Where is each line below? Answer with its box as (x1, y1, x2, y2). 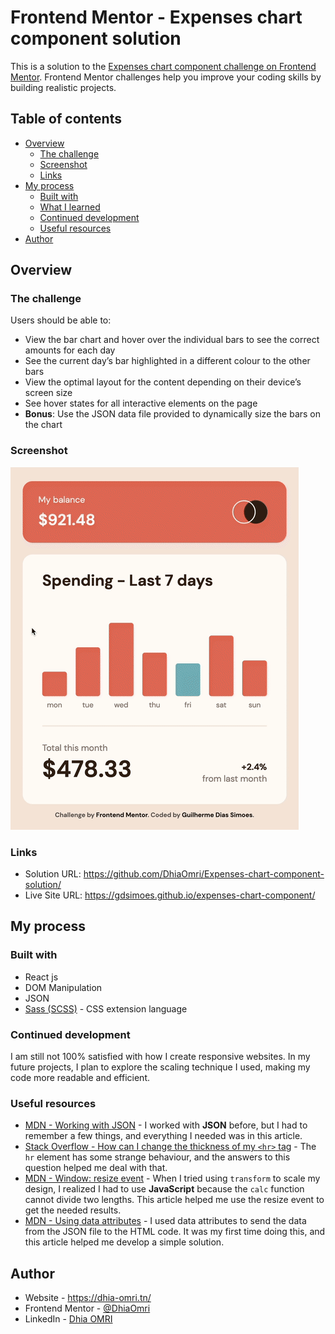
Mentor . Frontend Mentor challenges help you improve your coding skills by (10, 71, 322, 83)
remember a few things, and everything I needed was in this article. (24, 1130, 303, 1142)
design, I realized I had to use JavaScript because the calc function (24, 1183, 305, 1195)
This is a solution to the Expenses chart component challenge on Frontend (10, 60, 317, 72)
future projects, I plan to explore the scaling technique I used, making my (10, 1061, 311, 1073)
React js (24, 971, 59, 983)
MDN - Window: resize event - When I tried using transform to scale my (24, 1172, 321, 1185)
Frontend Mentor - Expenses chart (10, 6, 303, 29)
